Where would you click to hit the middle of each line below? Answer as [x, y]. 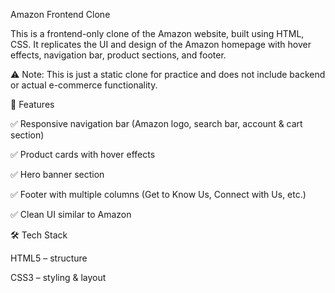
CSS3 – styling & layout [58, 277]
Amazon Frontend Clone [60, 14]
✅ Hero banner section [57, 174]
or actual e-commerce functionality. [84, 85]
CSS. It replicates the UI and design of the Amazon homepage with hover [161, 44]
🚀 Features [32, 104]
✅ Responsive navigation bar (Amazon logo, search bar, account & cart [156, 123]
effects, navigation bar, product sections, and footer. [118, 55]
